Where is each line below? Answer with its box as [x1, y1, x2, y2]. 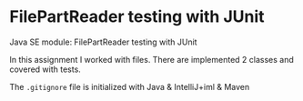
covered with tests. [9, 64, 82, 75]
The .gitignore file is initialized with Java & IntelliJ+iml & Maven [9, 81, 250, 92]
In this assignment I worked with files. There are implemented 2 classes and [9, 54, 294, 65]
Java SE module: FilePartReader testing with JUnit [9, 36, 197, 47]
